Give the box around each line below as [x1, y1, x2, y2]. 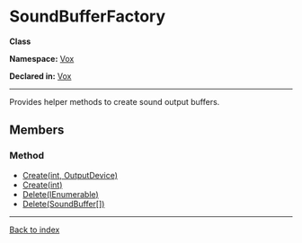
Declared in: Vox [9, 70, 72, 82]
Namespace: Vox [9, 53, 75, 64]
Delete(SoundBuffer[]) [22, 198, 105, 209]
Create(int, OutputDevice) [22, 169, 119, 180]
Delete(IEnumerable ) [22, 188, 99, 199]
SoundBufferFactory [9, 6, 166, 27]
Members [9, 123, 65, 138]
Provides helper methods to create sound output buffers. [9, 96, 220, 107]
